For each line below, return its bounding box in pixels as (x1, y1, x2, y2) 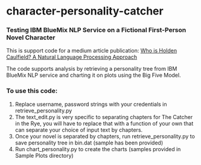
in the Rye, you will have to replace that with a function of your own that (14, 120, 194, 127)
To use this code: (6, 86, 58, 95)
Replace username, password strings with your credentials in (14, 100, 167, 108)
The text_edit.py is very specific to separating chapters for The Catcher (14, 113, 193, 120)
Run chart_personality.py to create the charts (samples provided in (14, 145, 181, 152)
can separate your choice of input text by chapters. (14, 126, 143, 134)
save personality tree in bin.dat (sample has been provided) (14, 139, 164, 146)
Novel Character (6, 33, 56, 42)
